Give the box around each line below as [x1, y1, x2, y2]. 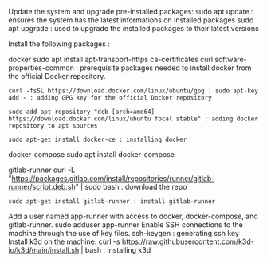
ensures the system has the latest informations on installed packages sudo [8, 15, 254, 25]
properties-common [8, 63, 74, 73]
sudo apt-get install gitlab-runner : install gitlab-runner [8, 198, 216, 206]
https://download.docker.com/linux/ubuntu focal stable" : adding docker [8, 115, 259, 123]
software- [214, 55, 247, 64]
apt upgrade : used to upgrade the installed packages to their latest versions [8, 24, 259, 33]
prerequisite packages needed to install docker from [79, 63, 252, 73]
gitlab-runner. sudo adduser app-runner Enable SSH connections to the [8, 220, 243, 230]
